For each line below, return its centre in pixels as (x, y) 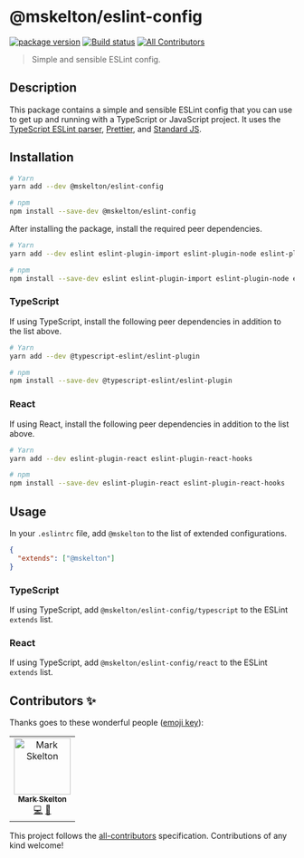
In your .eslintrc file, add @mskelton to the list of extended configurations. (148, 533)
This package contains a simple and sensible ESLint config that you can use (151, 110)
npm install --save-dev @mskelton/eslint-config (103, 212)
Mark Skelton (43, 799)
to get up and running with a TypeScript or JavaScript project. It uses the (145, 119)
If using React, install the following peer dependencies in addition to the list (149, 424)
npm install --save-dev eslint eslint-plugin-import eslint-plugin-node (149, 278)
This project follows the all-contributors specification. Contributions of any (148, 836)
